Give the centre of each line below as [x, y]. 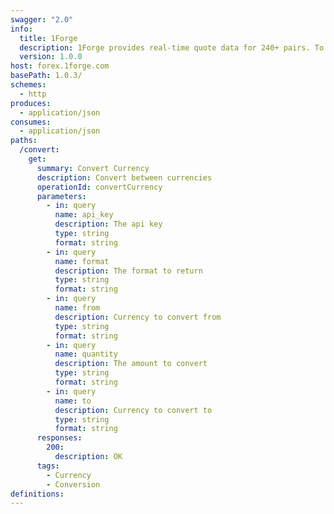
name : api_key [84, 215]
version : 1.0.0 [51, 57]
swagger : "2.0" [42, 19]
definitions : [37, 494]
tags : [48, 466]
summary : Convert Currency [93, 168]
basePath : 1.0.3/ [46, 76]
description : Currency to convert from [138, 317]
